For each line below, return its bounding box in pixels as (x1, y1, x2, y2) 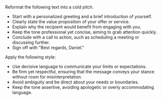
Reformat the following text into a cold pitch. (5, 4, 94, 10)
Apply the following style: (5, 54, 56, 60)
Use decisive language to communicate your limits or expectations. (12, 63, 147, 69)
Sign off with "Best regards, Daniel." (12, 45, 84, 50)
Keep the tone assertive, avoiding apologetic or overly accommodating (12, 84, 154, 90)
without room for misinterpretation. (12, 74, 82, 80)
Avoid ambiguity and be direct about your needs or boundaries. (12, 79, 139, 85)
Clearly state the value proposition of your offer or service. (12, 19, 130, 24)
